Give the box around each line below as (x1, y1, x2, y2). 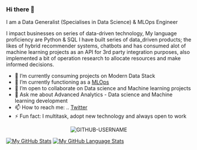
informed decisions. (6, 61, 55, 68)
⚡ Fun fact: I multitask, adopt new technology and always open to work (14, 112, 187, 120)
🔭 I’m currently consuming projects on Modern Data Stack (14, 73, 156, 80)
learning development (14, 97, 68, 104)
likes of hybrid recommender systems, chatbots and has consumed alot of (6, 42, 186, 49)
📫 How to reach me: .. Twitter (14, 104, 88, 111)
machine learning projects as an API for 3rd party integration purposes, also (6, 49, 190, 56)
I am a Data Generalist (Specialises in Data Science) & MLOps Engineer (6, 19, 178, 26)
